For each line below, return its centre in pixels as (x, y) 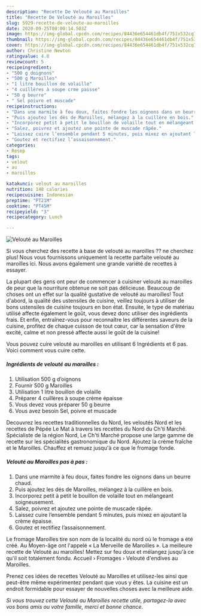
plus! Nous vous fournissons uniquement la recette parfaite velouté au (93, 257)
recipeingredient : (29, 67)
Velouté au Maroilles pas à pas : (47, 462)
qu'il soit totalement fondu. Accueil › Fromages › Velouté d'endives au (92, 558)
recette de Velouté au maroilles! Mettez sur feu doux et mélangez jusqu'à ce (100, 552)
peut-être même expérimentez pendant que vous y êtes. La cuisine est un (97, 583)
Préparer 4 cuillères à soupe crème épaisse (68, 398)
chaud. (23, 483)
